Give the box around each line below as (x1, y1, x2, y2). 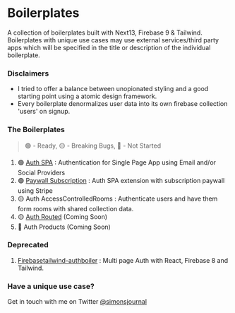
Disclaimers (7, 69, 49, 78)
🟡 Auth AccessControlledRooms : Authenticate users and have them (17, 194, 218, 203)
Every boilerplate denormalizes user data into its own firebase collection (17, 100, 228, 108)
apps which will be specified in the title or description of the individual (7, 43, 211, 52)
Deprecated (7, 240, 49, 250)
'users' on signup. (17, 107, 71, 116)
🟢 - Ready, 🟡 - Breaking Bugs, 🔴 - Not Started (24, 141, 161, 150)
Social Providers (17, 168, 66, 177)
